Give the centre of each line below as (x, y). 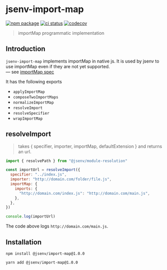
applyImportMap (29, 92)
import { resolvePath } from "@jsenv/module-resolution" (67, 161)
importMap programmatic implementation (61, 33)
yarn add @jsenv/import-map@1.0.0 (42, 262)
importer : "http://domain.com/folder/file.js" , (61, 179)
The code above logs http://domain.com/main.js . (57, 226)
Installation (24, 242)
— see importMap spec (30, 72)
